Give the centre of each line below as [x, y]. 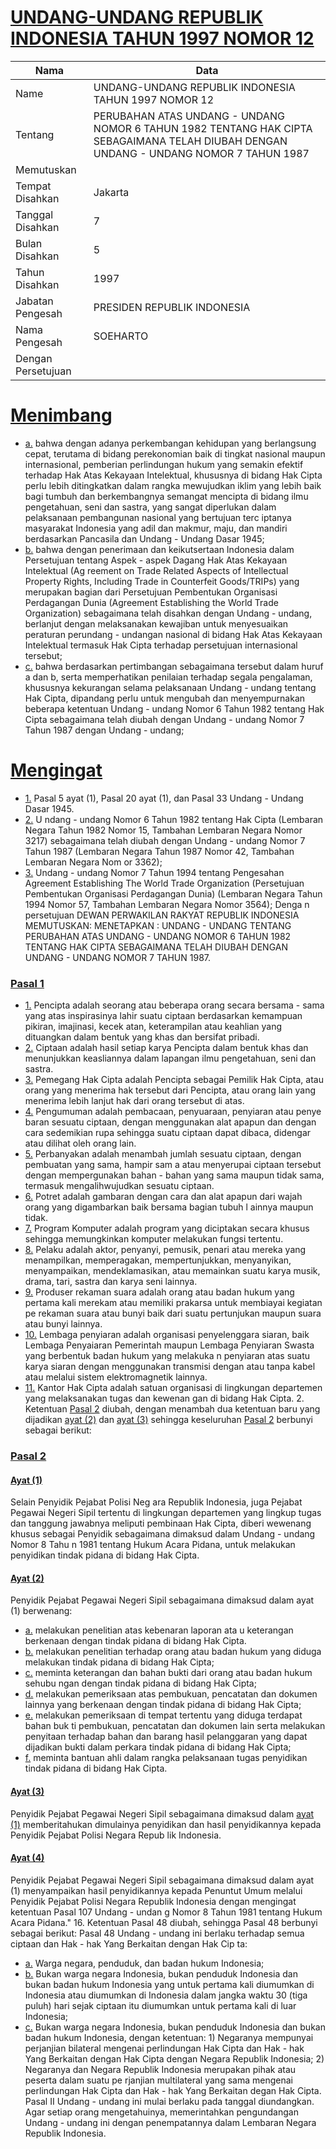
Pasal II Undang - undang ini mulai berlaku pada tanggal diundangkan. [169, 2101]
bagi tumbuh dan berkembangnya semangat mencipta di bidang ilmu [166, 496]
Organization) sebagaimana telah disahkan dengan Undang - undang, [168, 613]
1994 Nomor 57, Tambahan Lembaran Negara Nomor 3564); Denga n [167, 904]
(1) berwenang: [41, 1611]
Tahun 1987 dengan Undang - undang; [104, 730]
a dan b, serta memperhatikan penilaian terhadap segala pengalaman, [168, 677]
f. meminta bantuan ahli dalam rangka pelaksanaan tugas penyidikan [166, 1758]
